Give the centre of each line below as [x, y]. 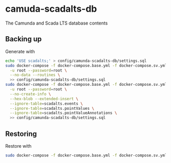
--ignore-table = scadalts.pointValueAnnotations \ [63, 113]
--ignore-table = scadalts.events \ [46, 103]
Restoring [21, 134]
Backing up [23, 39]
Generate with [20, 51]
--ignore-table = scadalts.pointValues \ [52, 108]
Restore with [19, 146]
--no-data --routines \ [35, 75]
